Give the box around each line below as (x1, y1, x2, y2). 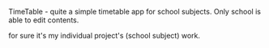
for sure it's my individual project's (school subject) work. (8, 31, 201, 40)
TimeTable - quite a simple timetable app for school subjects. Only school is (8, 7, 262, 16)
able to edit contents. (8, 15, 79, 25)
